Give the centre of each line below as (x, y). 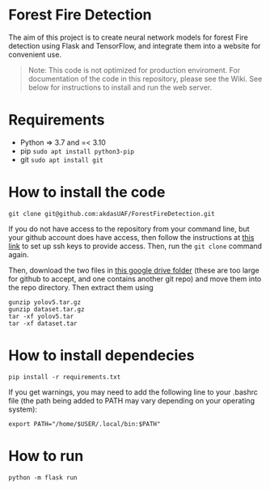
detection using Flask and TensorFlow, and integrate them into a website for (135, 45)
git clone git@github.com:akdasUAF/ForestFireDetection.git (112, 213)
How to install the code (87, 192)
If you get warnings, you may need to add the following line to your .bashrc (133, 392)
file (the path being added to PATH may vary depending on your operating (131, 400)
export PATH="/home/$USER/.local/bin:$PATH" (84, 424)
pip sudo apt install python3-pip (77, 150)
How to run (46, 456)
